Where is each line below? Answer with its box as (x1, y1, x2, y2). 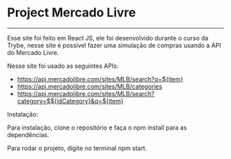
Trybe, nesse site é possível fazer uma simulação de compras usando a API (7, 41, 221, 49)
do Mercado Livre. (7, 48, 60, 56)
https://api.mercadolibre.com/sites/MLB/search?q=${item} (16, 75, 184, 83)
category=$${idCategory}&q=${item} (16, 97, 124, 105)
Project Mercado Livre (7, 5, 136, 21)
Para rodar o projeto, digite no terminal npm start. (7, 144, 147, 152)
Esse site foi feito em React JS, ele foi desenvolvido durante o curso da (7, 34, 208, 42)
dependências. (7, 130, 49, 138)
